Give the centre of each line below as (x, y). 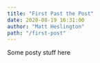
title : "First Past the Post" (51, 13)
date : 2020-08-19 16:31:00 (46, 20)
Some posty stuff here (39, 53)
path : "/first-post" (37, 33)
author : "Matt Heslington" (46, 26)
